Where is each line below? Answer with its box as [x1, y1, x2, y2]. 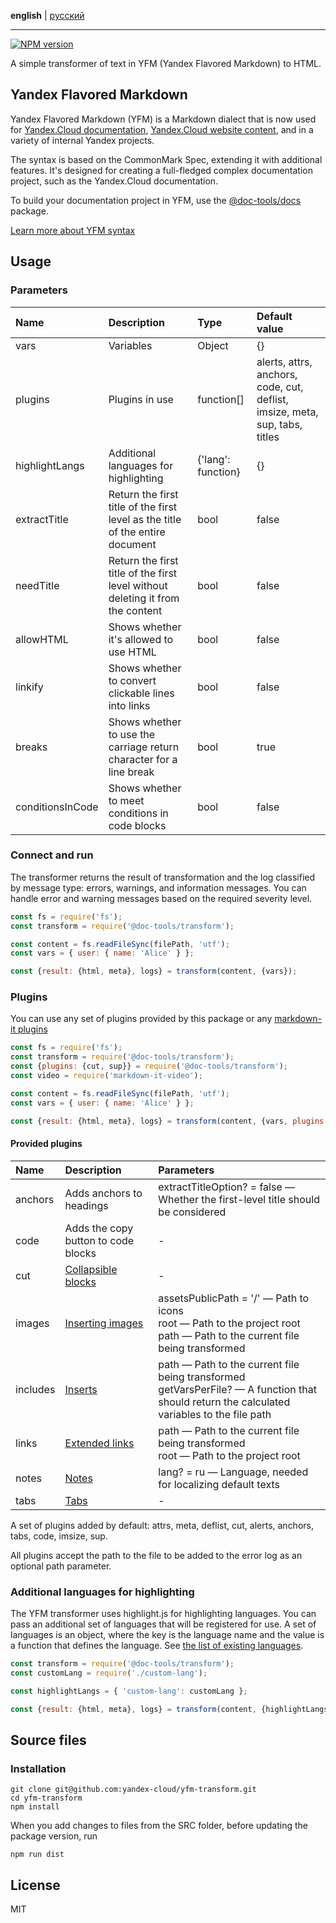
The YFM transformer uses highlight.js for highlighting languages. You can [10, 1608, 317, 1620]
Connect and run [10, 848, 94, 862]
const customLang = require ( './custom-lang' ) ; [10, 1668, 208, 1678]
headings [64, 1198, 109, 1212]
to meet [108, 793, 145, 807]
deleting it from [108, 591, 180, 605]
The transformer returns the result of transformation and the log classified [10, 871, 316, 883]
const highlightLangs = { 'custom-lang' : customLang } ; [10, 1686, 248, 1696]
